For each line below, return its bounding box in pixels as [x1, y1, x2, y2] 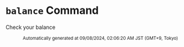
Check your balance [5, 23, 56, 31]
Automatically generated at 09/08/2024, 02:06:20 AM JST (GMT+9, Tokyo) [22, 35, 179, 41]
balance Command [5, 4, 99, 17]
